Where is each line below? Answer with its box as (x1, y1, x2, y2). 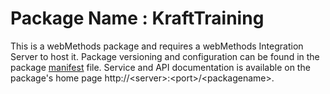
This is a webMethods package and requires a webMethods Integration (10, 40, 304, 52)
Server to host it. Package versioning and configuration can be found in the (10, 50, 320, 62)
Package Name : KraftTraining (10, 7, 265, 30)
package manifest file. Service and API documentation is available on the (10, 61, 311, 73)
